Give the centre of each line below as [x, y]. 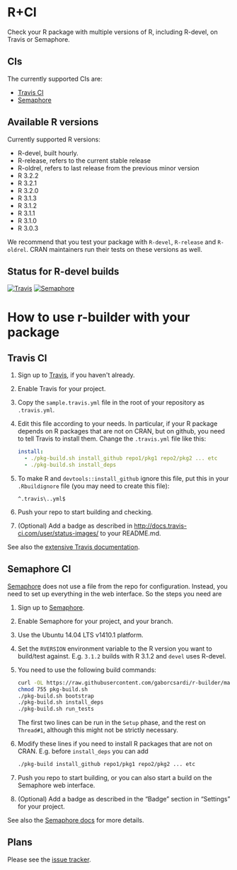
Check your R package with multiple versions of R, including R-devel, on [112, 32]
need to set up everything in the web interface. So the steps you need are [115, 593]
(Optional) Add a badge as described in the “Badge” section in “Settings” [124, 799]
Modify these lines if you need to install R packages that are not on [115, 744]
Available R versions [53, 122]
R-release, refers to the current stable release [84, 161]
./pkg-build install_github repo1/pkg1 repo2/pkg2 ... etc [106, 765]
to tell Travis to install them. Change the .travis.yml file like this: [112, 439]
